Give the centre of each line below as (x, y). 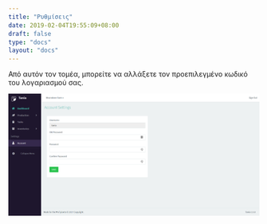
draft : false (30, 33)
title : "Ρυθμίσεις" (41, 17)
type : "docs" (30, 42)
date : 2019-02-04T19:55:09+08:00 (64, 25)
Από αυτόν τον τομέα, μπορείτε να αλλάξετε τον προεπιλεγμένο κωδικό (128, 74)
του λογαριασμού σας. (46, 83)
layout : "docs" (33, 51)
